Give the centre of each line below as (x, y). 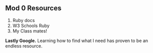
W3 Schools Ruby (31, 25)
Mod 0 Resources (33, 8)
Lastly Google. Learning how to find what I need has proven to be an (77, 40)
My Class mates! (30, 31)
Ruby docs (24, 20)
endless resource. (24, 46)
